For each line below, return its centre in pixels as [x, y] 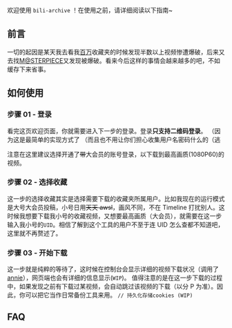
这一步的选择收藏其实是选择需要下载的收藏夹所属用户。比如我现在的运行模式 [116, 198]
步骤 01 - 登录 [29, 115]
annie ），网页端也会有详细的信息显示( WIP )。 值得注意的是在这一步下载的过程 [115, 278]
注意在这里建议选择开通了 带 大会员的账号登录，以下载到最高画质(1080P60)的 [116, 154]
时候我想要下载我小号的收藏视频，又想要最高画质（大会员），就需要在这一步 [115, 215]
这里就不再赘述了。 [35, 233]
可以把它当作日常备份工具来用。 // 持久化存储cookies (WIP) [109, 295]
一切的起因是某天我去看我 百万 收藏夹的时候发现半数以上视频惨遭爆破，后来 [113, 52]
